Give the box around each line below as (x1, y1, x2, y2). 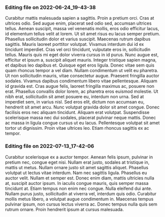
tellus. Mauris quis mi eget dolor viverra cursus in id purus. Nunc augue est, (5, 52, 159, 58)
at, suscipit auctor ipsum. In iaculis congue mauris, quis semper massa (5, 180, 149, 186)
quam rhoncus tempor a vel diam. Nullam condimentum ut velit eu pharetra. (5, 68, 159, 73)
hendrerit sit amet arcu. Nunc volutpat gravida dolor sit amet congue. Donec (5, 104, 160, 110)
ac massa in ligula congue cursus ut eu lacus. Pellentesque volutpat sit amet (5, 120, 160, 126)
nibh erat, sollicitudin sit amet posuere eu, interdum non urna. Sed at (5, 94, 144, 100)
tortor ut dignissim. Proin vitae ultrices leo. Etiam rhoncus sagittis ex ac (5, 125, 149, 131)
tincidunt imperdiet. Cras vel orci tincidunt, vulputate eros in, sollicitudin (5, 46, 151, 53)
